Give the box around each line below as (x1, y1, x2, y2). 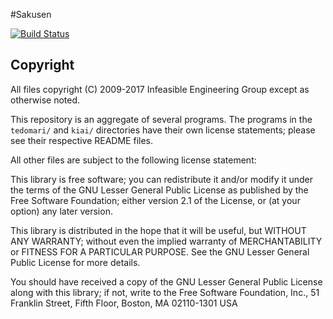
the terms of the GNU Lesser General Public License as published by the (10, 184, 309, 196)
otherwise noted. (10, 94, 81, 106)
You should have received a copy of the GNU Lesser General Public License (10, 275, 323, 288)
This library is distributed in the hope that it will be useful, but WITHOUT (10, 224, 307, 236)
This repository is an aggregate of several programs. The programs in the (10, 113, 313, 125)
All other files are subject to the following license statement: (10, 154, 257, 166)
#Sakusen (10, 9, 52, 20)
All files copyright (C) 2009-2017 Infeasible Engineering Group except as (10, 83, 310, 95)
